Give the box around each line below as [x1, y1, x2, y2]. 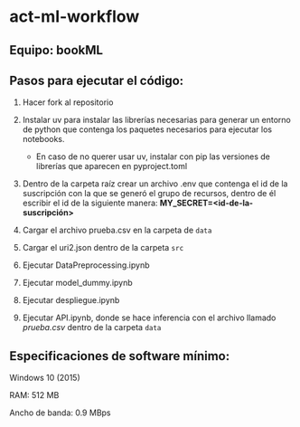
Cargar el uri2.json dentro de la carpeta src [22, 242, 184, 253]
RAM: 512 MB [9, 390, 60, 401]
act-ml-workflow [9, 6, 140, 27]
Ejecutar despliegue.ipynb [22, 295, 120, 306]
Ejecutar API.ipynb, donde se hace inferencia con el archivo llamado [22, 312, 277, 323]
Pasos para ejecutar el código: [9, 72, 184, 88]
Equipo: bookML [9, 43, 104, 58]
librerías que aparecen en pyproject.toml [35, 161, 188, 172]
